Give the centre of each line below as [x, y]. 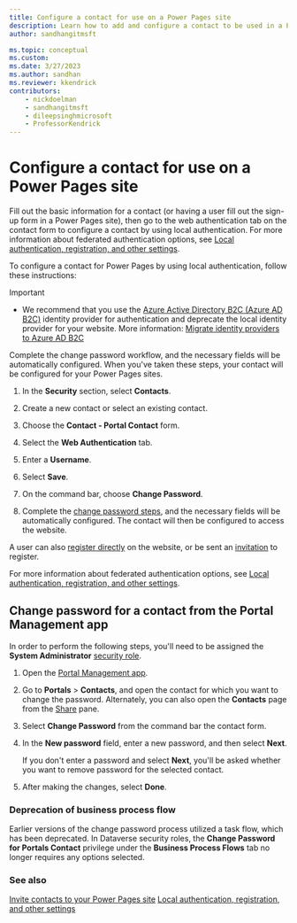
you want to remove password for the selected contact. [122, 769]
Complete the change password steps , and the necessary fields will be [151, 511]
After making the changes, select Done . [94, 787]
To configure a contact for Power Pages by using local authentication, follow [148, 266]
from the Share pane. [61, 709]
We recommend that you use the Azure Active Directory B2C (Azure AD [152, 310]
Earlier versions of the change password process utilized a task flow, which [146, 829]
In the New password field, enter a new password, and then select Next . [154, 743]
